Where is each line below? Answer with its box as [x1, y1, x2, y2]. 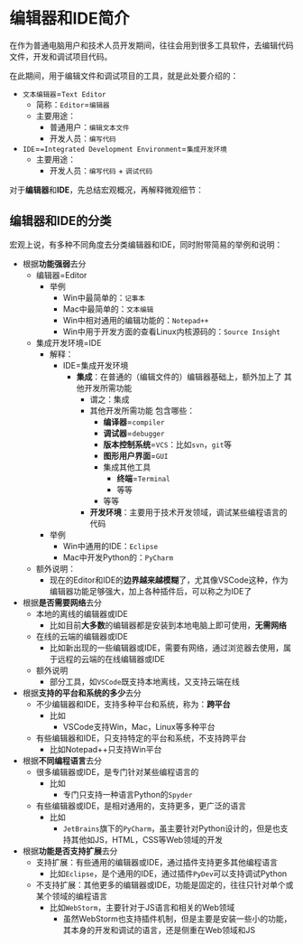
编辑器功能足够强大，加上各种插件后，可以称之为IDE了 [49, 585, 252, 596]
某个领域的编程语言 [35, 891, 108, 902]
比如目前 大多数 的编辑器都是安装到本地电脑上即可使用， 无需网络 [49, 620, 287, 631]
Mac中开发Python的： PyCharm [62, 552, 174, 563]
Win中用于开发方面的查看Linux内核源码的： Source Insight [62, 326, 281, 337]
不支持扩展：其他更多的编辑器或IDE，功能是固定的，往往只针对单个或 [35, 879, 294, 890]
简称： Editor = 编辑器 [35, 98, 110, 109]
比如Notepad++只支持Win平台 [49, 743, 162, 754]
